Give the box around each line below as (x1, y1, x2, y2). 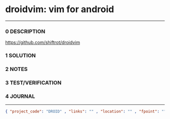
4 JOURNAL (5, 93, 35, 100)
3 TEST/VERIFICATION (5, 80, 62, 86)
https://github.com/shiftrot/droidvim (5, 39, 80, 46)
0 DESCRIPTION (5, 28, 46, 35)
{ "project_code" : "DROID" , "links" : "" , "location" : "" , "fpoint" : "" (5, 109, 166, 114)
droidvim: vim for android (5, 4, 114, 15)
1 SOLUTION (5, 52, 36, 59)
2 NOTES (5, 66, 28, 73)
